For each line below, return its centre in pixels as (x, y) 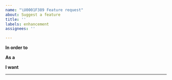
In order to (17, 48)
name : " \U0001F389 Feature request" (44, 10)
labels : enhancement (27, 24)
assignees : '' (20, 29)
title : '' (16, 19)
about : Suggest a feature (33, 15)
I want (12, 67)
